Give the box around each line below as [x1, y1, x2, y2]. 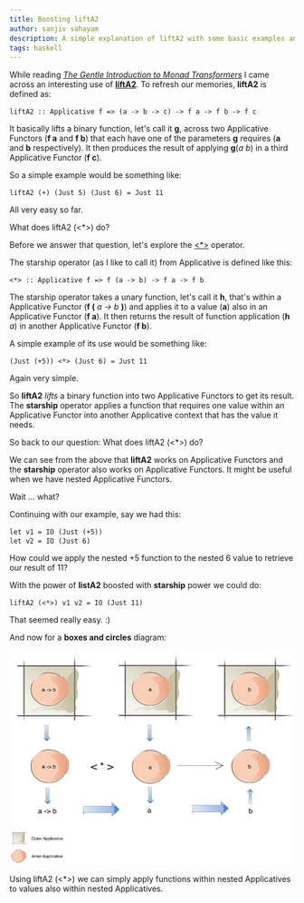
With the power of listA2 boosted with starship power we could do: [9, 580, 262, 591]
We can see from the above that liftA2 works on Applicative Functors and [9, 455, 283, 466]
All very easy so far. [9, 204, 83, 215]
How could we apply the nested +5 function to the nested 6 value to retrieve [9, 553, 294, 564]
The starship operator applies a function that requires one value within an [9, 400, 285, 411]
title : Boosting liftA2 [9, 15, 100, 24]
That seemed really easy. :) [9, 614, 111, 625]
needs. [9, 419, 35, 430]
